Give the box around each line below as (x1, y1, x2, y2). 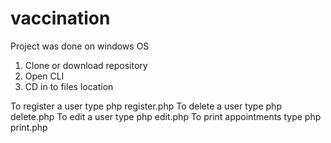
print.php (10, 121, 48, 133)
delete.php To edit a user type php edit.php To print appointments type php (10, 110, 322, 122)
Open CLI (24, 70, 65, 82)
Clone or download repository (24, 59, 148, 71)
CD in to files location (24, 80, 114, 92)
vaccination (10, 7, 111, 30)
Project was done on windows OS (10, 40, 150, 52)
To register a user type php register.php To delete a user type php (10, 100, 282, 112)
